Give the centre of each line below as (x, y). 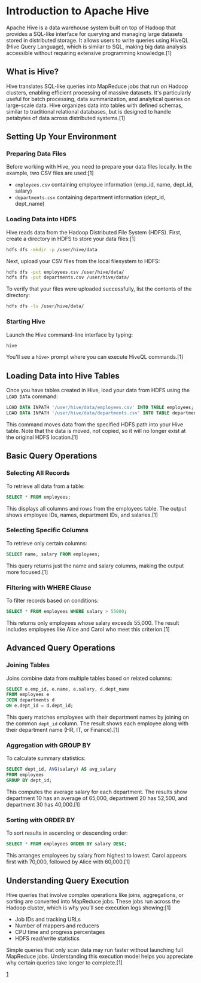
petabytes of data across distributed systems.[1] (66, 118)
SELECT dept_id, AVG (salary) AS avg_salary (61, 770)
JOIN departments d (31, 700)
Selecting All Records (38, 473)
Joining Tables (28, 665)
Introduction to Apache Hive (78, 11)
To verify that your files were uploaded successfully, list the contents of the (99, 289)
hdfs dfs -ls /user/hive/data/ (45, 306)
